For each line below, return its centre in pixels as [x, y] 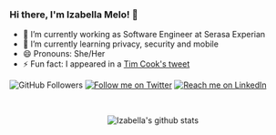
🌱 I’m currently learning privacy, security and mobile [120, 44]
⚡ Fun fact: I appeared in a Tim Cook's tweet [106, 64]
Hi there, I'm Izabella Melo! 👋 [74, 15]
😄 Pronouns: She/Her [64, 54]
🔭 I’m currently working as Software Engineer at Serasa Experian [144, 35]
